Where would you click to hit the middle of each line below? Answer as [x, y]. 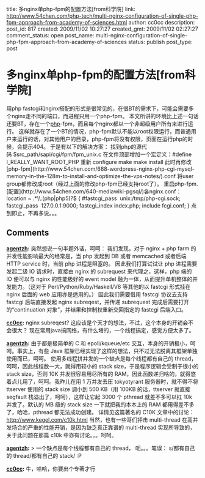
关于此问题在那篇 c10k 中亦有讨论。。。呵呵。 [62, 435]
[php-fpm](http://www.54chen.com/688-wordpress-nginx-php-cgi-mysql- [101, 169]
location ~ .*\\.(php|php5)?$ [42, 198]
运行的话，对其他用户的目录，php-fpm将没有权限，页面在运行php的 [102, 139]
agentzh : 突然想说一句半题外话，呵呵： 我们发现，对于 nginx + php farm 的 [101, 248]
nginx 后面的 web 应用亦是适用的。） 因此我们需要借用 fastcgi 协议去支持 [97, 294]
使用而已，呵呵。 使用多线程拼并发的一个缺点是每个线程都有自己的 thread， [102, 358]
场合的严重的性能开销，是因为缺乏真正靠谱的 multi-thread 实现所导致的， [103, 427]
